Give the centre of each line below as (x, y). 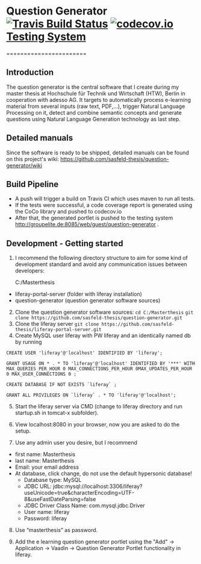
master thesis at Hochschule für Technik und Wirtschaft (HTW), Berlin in (96, 93)
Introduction (30, 73)
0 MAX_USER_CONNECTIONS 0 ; (42, 374)
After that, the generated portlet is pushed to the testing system (94, 218)
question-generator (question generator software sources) (88, 300)
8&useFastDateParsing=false (60, 499)
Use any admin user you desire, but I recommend (76, 443)
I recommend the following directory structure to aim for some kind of (101, 258)
